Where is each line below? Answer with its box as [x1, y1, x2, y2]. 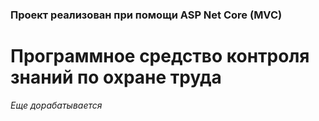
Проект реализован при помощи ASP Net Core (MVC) [10, 8, 283, 22]
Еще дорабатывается [10, 99, 103, 111]
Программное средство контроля [10, 45, 310, 68]
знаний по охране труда [10, 66, 222, 89]
